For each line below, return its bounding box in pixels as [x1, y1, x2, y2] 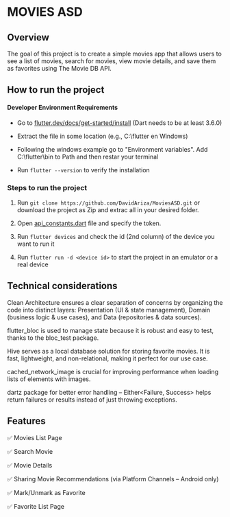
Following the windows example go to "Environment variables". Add [16, 145, 208, 153]
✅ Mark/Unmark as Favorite [7, 488, 86, 496]
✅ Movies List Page [7, 433, 63, 441]
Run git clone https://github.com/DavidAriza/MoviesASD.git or [16, 198, 201, 207]
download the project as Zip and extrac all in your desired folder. [16, 205, 200, 214]
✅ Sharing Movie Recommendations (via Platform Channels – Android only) [7, 474, 219, 483]
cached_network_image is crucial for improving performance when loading [7, 367, 219, 376]
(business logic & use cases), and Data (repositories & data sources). [7, 313, 202, 321]
